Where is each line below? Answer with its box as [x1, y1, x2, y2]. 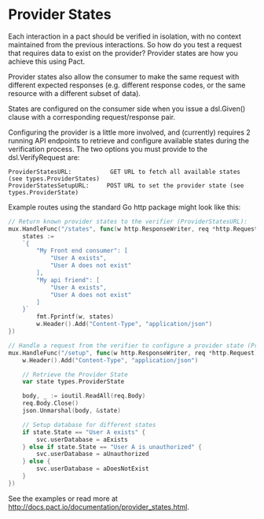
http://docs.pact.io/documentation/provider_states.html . [8, 502, 190, 511]
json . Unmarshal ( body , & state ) [22, 407, 122, 415]
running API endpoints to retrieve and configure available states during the [8, 135, 250, 145]
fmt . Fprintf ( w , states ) [36, 313, 114, 321]
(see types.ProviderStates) [8, 175, 101, 183]
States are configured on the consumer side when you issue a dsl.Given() [8, 104, 246, 113]
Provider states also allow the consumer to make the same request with [8, 72, 240, 81]
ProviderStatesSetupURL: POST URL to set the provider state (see [8, 181, 244, 190]
